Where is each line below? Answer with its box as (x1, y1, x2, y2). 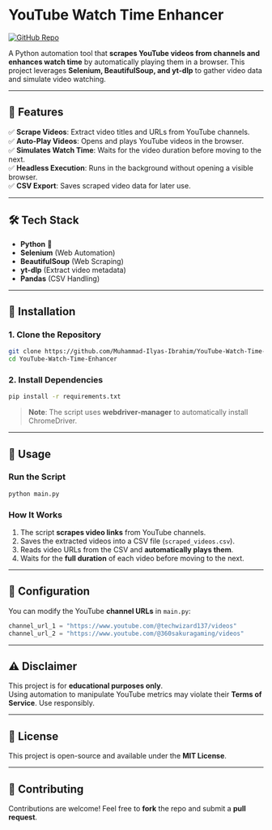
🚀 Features (8, 106, 64, 119)
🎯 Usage (8, 447, 51, 460)
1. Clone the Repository (8, 329, 101, 340)
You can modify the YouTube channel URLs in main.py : (8, 606, 192, 616)
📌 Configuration (8, 585, 91, 599)
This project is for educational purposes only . (8, 681, 164, 691)
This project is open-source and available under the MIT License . (8, 751, 227, 761)
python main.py (8, 490, 60, 498)
